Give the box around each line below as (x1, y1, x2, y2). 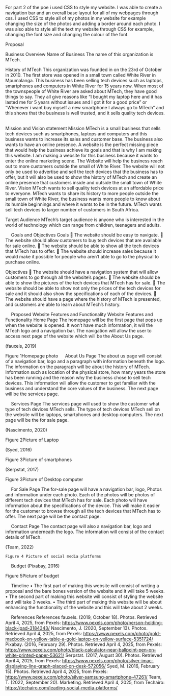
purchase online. (5, 259, 41, 265)
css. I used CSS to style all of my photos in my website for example (5, 15, 146, 21)
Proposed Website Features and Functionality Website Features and (11, 311, 153, 317)
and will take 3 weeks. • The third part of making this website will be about (5, 599, 162, 605)
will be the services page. (5, 391, 60, 397)
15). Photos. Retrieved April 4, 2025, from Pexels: (5, 668, 108, 675)
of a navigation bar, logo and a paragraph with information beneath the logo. (5, 358, 165, 364)
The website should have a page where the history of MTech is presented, (5, 296, 161, 302)
